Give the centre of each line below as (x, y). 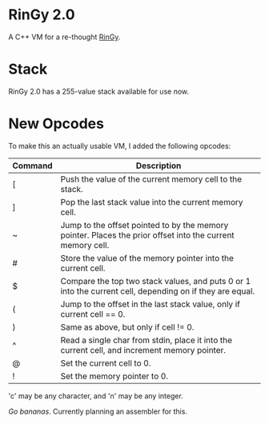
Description (159, 166)
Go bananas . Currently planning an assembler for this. (98, 411)
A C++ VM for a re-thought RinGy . (64, 37)
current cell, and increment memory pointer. (143, 350)
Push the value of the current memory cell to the (151, 179)
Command (33, 166)
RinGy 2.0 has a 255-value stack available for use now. (99, 91)
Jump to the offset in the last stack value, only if (150, 304)
